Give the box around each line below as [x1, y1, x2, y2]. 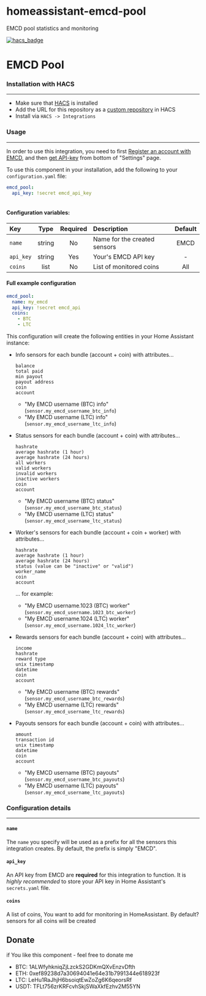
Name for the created [93, 235, 155, 243]
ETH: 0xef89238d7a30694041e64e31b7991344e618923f [15, 970, 161, 977]
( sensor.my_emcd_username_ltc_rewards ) [24, 708, 125, 715]
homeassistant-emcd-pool [6, 4, 146, 18]
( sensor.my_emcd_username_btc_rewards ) [24, 694, 125, 702]
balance [15, 363, 35, 369]
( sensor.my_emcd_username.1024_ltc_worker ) [24, 622, 136, 629]
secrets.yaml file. [6, 884, 51, 891]
